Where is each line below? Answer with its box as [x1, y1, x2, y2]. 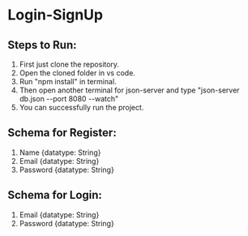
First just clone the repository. [19, 59, 119, 69]
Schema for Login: [7, 188, 103, 202]
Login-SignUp [7, 6, 104, 24]
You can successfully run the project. [19, 103, 144, 112]
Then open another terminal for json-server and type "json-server [19, 85, 240, 95]
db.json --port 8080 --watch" [19, 94, 119, 103]
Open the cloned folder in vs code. [19, 68, 135, 78]
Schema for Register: [7, 126, 117, 139]
